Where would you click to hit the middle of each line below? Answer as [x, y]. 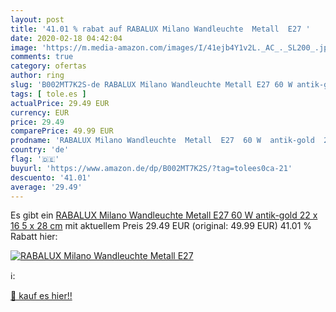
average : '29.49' [46, 187]
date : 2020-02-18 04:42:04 [66, 38]
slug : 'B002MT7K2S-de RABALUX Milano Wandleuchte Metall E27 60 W [151, 85]
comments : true [42, 57]
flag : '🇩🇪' [35, 159]
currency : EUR [40, 112]
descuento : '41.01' [51, 177]
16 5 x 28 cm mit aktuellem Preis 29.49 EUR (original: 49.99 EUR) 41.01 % [161, 226]
